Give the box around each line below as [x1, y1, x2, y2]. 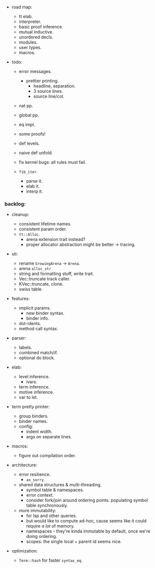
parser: [11, 335, 26, 341]
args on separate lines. [26, 434, 72, 440]
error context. [26, 492, 54, 498]
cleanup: [11, 211, 30, 218]
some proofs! [18, 131, 46, 137]
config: [18, 424, 34, 430]
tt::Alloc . [18, 231, 40, 237]
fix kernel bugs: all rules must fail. [18, 159, 86, 165]
